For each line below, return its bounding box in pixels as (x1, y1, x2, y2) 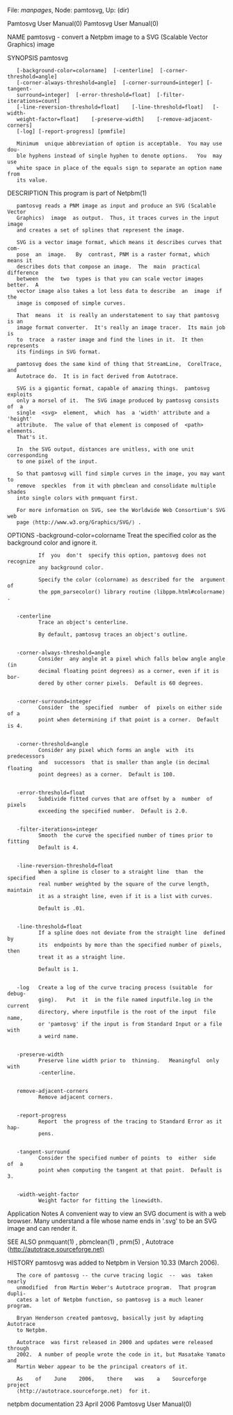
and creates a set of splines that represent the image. (16, 227, 186, 234)
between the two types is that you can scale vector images (16, 275, 204, 282)
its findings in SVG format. (16, 349, 101, 355)
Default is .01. (38, 905, 86, 912)
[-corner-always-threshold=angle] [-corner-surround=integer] (16, 79, 204, 86)
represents (7, 342, 39, 349)
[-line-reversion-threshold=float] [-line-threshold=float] (16, 104, 204, 111)
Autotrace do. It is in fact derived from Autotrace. (16, 373, 179, 380)
